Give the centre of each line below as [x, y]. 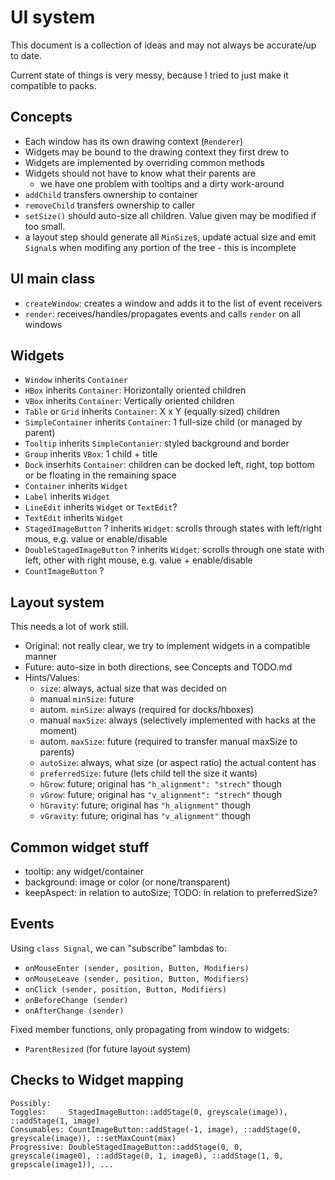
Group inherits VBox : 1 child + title [91, 454]
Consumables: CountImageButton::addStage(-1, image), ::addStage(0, [156, 1129]
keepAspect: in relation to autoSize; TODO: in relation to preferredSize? [171, 892]
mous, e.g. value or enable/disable [96, 539]
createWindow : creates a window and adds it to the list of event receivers [173, 303]
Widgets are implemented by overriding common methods [144, 162]
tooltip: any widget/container [84, 871]
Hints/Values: [52, 678]
